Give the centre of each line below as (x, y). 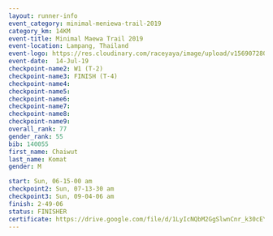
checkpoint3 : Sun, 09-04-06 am (61, 196)
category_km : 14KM (39, 31)
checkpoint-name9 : (39, 122)
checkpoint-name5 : (39, 91)
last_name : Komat (38, 159)
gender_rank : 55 (36, 136)
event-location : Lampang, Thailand (69, 46)
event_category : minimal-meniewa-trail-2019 (85, 24)
